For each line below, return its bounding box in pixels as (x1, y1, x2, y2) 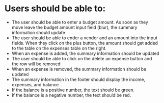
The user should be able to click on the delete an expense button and (11, 55, 152, 61)
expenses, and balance (11, 81, 59, 87)
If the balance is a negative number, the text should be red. (11, 92, 131, 98)
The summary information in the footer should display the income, (11, 77, 146, 82)
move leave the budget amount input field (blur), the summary (11, 24, 137, 30)
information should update (11, 29, 65, 35)
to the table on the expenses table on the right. (11, 45, 107, 51)
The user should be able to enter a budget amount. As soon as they (11, 19, 148, 25)
